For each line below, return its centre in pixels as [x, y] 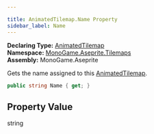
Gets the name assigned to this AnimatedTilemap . [77, 73]
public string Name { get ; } [49, 85]
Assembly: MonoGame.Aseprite [53, 59]
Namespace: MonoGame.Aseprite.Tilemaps [69, 53]
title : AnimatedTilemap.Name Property [62, 19]
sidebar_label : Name [37, 26]
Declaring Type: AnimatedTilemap [56, 45]
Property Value [40, 107]
